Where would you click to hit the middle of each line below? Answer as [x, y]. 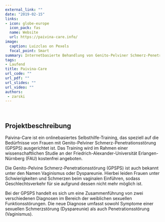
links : [12, 19]
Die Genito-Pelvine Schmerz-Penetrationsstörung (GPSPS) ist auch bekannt [82, 168]
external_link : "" [24, 10]
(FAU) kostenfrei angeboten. [54, 159]
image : [12, 42]
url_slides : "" [21, 83]
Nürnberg [15, 159]
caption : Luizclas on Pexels [39, 46]
